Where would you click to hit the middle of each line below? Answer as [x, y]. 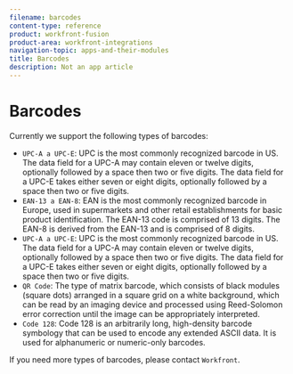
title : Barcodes [39, 59]
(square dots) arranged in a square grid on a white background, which [151, 295]
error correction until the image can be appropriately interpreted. [141, 313]
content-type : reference [55, 26]
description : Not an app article [71, 68]
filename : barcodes [45, 17]
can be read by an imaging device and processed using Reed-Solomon [152, 305]
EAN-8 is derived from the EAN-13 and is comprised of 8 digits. [138, 229]
